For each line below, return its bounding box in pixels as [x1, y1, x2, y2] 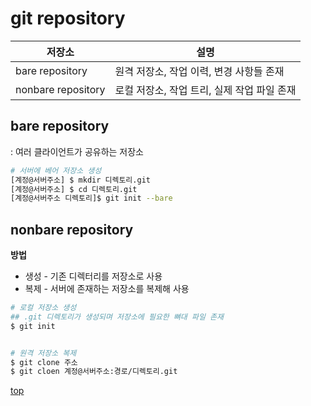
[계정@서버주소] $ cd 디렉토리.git [10, 184, 138, 194]
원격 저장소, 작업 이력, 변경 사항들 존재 [114, 64, 285, 78]
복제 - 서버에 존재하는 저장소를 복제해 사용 [24, 283, 190, 295]
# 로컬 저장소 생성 [10, 303, 77, 313]
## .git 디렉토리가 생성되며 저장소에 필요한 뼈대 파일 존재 [10, 312, 224, 322]
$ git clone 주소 [10, 357, 78, 367]
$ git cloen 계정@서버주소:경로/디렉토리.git [10, 367, 178, 377]
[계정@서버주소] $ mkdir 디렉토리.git [10, 175, 151, 185]
